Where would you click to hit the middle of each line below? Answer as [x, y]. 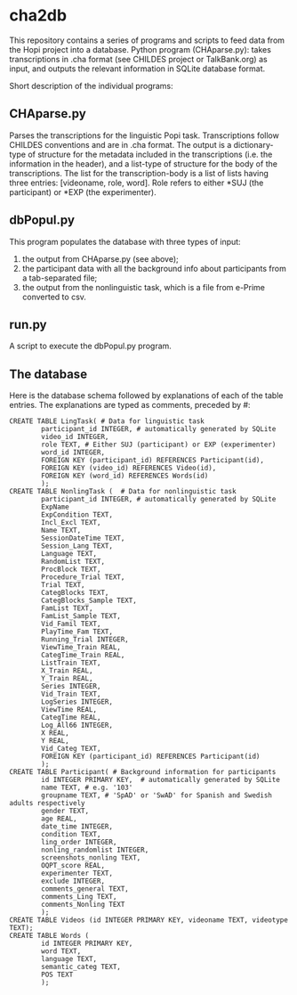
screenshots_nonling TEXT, [91, 858]
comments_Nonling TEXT [83, 905]
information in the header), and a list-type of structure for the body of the [144, 163]
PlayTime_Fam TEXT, [77, 632]
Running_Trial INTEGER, [85, 640]
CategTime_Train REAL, [83, 656]
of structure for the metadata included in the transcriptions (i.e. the [150, 154]
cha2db [38, 16]
